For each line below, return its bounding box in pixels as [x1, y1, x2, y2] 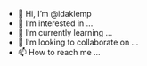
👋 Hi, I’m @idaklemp [17, 9, 92, 19]
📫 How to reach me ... [17, 47, 101, 57]
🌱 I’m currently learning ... [17, 28, 113, 37]
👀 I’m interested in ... [17, 18, 94, 29]
